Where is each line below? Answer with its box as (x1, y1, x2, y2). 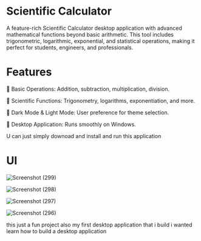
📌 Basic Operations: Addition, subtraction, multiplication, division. (6, 85, 170, 93)
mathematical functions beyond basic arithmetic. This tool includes (6, 30, 174, 38)
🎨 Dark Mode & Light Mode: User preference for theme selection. (6, 108, 169, 116)
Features (6, 65, 52, 79)
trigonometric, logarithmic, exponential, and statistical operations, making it (6, 37, 196, 44)
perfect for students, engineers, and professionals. (6, 44, 134, 51)
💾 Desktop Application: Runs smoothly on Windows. (6, 120, 137, 128)
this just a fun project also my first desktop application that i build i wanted (6, 221, 192, 228)
